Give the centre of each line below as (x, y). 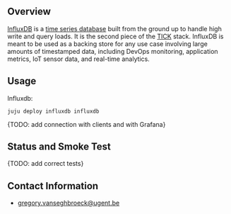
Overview (29, 12)
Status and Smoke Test (59, 147)
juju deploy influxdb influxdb (53, 111)
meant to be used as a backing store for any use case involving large (108, 44)
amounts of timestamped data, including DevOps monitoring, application (113, 51)
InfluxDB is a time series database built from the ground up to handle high (115, 28)
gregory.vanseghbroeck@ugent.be (69, 203)
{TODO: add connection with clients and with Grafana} (87, 124)
